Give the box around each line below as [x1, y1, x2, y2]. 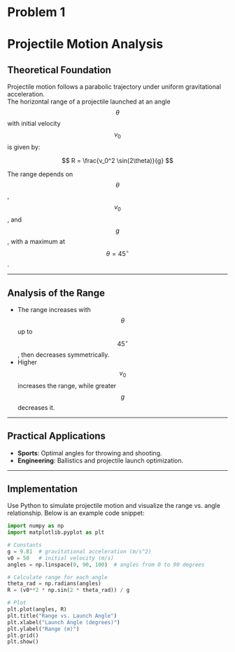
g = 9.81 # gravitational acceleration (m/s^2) [7, 548, 152, 555]
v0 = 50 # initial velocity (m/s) [7, 554, 114, 562]
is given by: [7, 143, 41, 151]
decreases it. [17, 403, 55, 411]
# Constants [7, 541, 42, 549]
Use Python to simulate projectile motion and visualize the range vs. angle [7, 502, 220, 510]
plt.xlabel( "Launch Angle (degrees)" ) [7, 618, 120, 626]
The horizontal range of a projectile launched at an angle [7, 97, 171, 106]
